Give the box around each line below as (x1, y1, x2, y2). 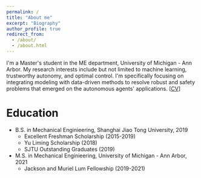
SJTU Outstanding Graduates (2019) (24, 145, 115, 153)
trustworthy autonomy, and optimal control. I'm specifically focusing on (6, 72, 184, 79)
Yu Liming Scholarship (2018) (24, 139, 98, 146)
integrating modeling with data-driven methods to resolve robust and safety (6, 78, 196, 85)
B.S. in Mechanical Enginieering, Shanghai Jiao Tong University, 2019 (15, 126, 188, 133)
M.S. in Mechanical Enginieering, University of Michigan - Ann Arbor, (15, 152, 187, 159)
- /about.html (12, 43, 47, 49)
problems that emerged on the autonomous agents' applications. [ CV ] (6, 85, 181, 92)
